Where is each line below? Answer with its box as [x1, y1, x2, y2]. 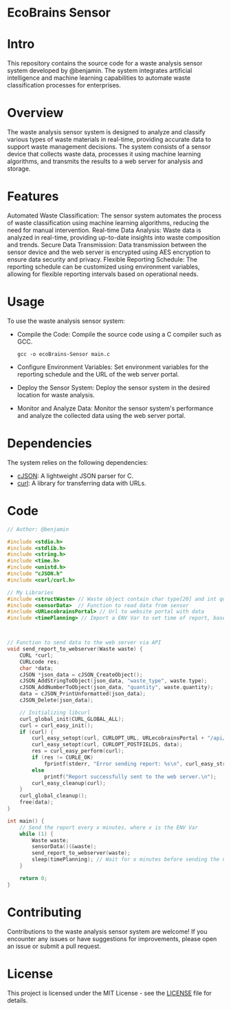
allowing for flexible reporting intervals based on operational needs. [7, 270, 199, 278]
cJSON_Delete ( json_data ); [19, 697, 94, 704]
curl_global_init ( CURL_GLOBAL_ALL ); [19, 715, 125, 722]
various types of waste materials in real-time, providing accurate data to [7, 136, 212, 144]
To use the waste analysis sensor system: [7, 317, 126, 325]
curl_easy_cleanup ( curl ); [32, 779, 107, 786]
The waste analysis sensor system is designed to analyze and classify [7, 128, 206, 136]
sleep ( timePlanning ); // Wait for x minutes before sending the [32, 856, 220, 863]
